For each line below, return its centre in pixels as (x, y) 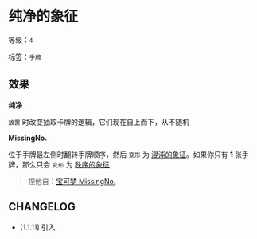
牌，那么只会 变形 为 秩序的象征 (59, 164)
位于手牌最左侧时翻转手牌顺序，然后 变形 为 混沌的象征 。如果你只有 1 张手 (128, 154)
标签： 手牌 (25, 57)
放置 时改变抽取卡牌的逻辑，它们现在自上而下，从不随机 (99, 122)
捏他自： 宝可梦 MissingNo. (72, 181)
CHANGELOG (42, 207)
